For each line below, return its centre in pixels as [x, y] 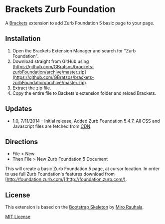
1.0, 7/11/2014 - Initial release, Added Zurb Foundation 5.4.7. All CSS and [86, 121]
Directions [22, 141]
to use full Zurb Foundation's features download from [60, 174]
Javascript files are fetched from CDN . [52, 126]
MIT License [18, 217]
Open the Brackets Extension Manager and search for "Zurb [74, 50]
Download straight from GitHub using [51, 61]
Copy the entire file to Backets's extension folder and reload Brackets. [84, 93]
